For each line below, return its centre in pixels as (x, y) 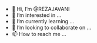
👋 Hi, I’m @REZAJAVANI (41, 9)
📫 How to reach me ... (39, 34)
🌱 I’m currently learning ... (43, 21)
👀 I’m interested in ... (36, 15)
